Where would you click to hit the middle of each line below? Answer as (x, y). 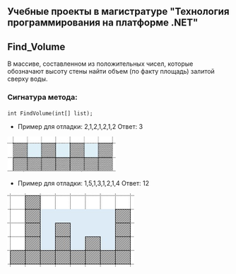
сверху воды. (28, 79)
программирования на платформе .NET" (103, 23)
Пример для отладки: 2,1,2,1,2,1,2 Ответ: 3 (80, 126)
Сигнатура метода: (42, 97)
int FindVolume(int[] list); (50, 113)
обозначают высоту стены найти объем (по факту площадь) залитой (111, 72)
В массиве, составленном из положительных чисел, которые (100, 64)
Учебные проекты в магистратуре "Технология (118, 12)
